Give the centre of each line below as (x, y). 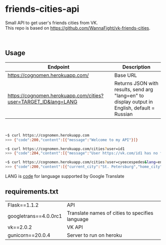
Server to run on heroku (94, 235)
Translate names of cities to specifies (110, 213)
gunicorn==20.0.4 (29, 235)
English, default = (135, 108)
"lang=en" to (129, 96)
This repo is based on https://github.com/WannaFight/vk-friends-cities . (78, 28)
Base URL (126, 75)
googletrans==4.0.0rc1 (35, 216)
